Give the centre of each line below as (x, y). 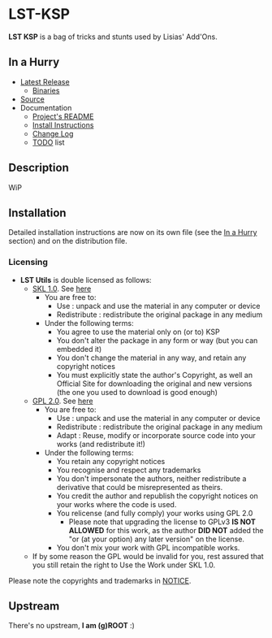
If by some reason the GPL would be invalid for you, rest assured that (148, 556)
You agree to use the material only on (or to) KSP (138, 332)
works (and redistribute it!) (101, 444)
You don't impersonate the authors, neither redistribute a (151, 478)
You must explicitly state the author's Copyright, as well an (155, 375)
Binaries (46, 90)
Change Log (53, 133)
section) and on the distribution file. (68, 241)
